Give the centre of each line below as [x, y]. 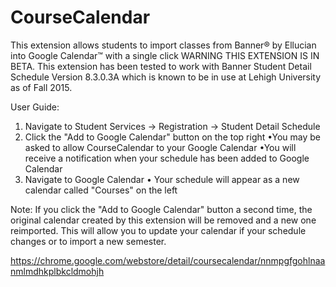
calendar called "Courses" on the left [101, 190]
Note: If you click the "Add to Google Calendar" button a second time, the [161, 209]
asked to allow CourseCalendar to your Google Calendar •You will [160, 147]
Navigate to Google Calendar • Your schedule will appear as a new [162, 179]
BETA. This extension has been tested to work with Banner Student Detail [161, 66]
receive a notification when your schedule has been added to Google [167, 158]
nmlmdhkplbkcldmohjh [57, 271]
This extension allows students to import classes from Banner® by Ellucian [163, 45]
